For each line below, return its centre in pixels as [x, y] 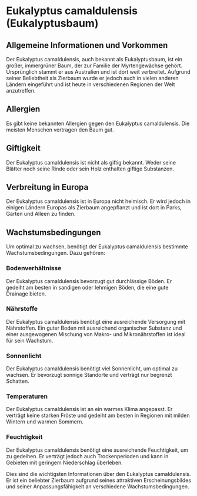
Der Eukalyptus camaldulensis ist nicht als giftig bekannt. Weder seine [91, 162]
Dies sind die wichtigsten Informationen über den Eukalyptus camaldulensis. [98, 474]
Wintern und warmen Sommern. [45, 422]
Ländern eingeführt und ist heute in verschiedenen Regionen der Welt [91, 84]
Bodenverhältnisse [34, 268]
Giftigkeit [24, 148]
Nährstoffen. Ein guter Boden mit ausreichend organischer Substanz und [94, 328]
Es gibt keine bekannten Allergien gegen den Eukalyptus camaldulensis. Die [98, 123]
